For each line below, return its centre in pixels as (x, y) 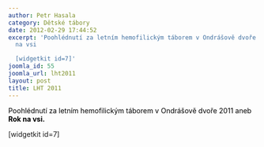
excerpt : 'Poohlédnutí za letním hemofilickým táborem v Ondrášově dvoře (132, 37)
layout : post (30, 81)
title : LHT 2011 (35, 88)
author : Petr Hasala (42, 15)
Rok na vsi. (26, 119)
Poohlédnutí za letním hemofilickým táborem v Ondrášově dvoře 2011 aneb (130, 110)
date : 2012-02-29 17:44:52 (53, 30)
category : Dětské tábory (49, 23)
